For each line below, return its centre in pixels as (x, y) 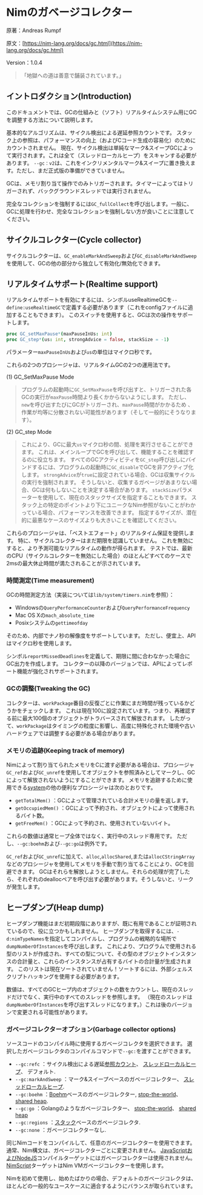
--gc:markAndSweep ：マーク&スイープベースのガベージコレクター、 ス (102, 1079)
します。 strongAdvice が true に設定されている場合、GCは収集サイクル (108, 475)
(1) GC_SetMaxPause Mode (40, 377)
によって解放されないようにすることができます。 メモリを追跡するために (97, 780)
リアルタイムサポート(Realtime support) (82, 284)
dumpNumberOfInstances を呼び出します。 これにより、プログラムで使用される (101, 946)
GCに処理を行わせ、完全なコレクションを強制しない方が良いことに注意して (101, 211)
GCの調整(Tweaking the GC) (48, 688)
